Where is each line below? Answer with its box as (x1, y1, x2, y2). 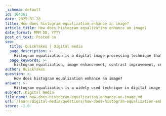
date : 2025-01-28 (5, 16, 41, 21)
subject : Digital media (5, 90, 54, 95)
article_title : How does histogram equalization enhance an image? (5, 26, 147, 31)
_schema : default (5, 7, 41, 12)
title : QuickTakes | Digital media (9, 44, 83, 49)
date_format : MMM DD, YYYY (5, 30, 61, 35)
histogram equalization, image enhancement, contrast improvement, (14, 62, 156, 67)
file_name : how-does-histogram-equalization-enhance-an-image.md (5, 94, 142, 99)
